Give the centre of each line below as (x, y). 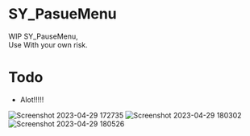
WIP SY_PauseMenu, (43, 36)
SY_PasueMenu (62, 14)
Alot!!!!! (32, 99)
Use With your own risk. (48, 44)
